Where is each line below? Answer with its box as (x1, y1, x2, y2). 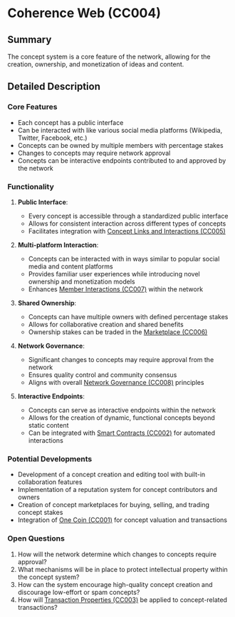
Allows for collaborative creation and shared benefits (28, 320, 184, 328)
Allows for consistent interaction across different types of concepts (28, 219, 226, 228)
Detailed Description (7, 81, 101, 93)
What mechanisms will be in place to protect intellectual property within (17, 565, 228, 573)
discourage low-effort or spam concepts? (17, 588, 140, 596)
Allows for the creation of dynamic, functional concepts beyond (28, 413, 215, 422)
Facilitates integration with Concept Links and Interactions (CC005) (28, 226, 226, 235)
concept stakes (17, 508, 63, 517)
